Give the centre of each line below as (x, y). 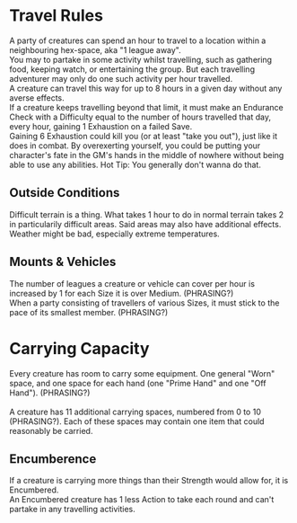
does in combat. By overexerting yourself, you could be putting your (135, 146)
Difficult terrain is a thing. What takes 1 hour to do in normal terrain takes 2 (147, 214)
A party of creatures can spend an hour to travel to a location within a (138, 40)
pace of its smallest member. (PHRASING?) (89, 312)
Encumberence (53, 459)
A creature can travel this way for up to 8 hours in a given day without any (146, 88)
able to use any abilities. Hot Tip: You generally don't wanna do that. (135, 164)
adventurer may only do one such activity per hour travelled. (121, 78)
